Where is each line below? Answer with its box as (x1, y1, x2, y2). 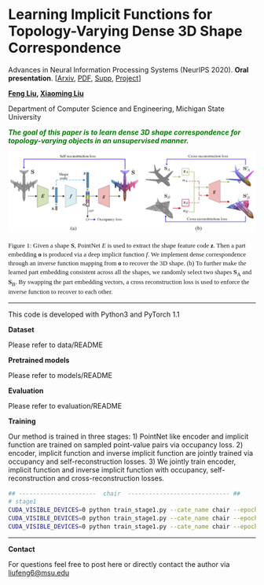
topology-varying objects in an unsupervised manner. (8, 135, 189, 145)
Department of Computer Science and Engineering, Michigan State (8, 104, 225, 113)
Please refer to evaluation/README (8, 401, 123, 410)
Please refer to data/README (8, 340, 104, 350)
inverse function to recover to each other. (8, 287, 113, 296)
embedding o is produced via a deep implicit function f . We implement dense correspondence (8, 250, 246, 259)
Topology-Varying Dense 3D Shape (8, 22, 243, 40)
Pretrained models (8, 355, 70, 365)
